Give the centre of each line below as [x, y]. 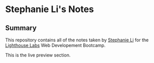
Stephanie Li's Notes [50, 9]
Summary [21, 28]
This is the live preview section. [38, 55]
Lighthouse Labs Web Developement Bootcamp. [56, 45]
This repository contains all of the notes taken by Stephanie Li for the [77, 40]
